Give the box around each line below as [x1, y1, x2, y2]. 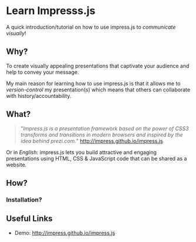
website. [6, 161, 27, 168]
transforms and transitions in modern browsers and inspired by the [20, 131, 183, 138]
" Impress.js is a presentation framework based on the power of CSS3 [20, 125, 189, 132]
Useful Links [6, 214, 53, 224]
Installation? [6, 195, 42, 203]
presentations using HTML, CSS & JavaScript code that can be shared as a [6, 155, 187, 162]
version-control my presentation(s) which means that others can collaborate [6, 86, 191, 93]
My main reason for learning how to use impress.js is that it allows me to [6, 80, 181, 87]
